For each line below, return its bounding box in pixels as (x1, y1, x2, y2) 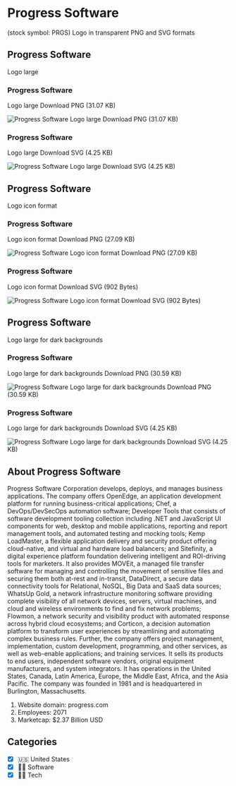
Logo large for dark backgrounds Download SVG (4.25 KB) (7, 424, 178, 432)
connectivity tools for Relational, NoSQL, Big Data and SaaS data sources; (7, 581, 222, 590)
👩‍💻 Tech (17, 770, 42, 779)
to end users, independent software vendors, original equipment (7, 657, 194, 665)
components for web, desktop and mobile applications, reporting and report (7, 521, 228, 530)
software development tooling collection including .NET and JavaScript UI (7, 514, 222, 523)
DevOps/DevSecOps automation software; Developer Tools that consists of (7, 506, 226, 515)
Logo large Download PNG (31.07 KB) (7, 101, 116, 110)
